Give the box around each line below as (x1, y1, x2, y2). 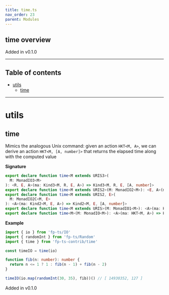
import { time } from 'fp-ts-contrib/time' (5, 239, 98, 244)
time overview (5, 35, 51, 44)
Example (5, 220, 24, 226)
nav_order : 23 (5, 12, 35, 17)
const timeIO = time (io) (5, 248, 57, 253)
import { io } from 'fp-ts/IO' (5, 229, 71, 235)
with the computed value (5, 154, 57, 160)
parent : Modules (5, 17, 39, 22)
